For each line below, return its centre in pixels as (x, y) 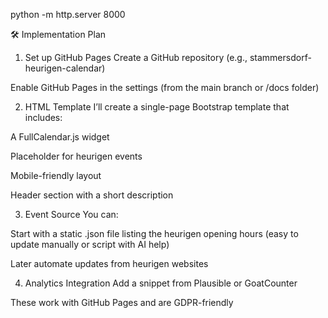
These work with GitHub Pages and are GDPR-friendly (122, 302)
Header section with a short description (92, 195)
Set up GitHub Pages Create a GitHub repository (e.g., (136, 57)
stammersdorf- (280, 57)
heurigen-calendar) (65, 68)
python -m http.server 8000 (68, 14)
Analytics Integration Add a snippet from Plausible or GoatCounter (161, 283)
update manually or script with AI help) (90, 244)
